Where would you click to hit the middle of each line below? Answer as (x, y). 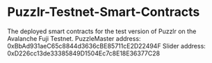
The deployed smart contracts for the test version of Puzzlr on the (102, 31)
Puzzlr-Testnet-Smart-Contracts (104, 12)
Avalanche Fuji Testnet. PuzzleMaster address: (74, 38)
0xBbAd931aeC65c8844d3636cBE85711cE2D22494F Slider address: (107, 46)
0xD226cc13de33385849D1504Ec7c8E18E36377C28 (84, 53)
